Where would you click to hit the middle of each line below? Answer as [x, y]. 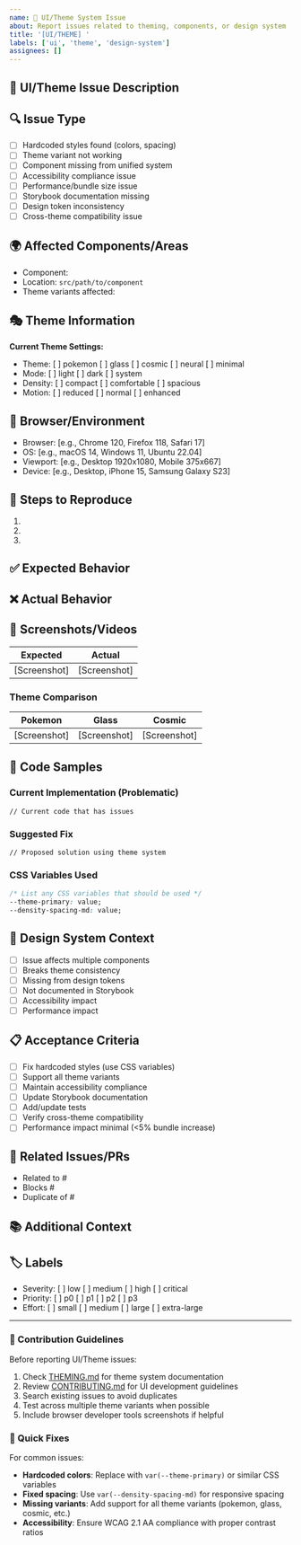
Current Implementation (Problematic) [94, 793]
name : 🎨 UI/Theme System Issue [68, 18]
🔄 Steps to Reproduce [71, 499]
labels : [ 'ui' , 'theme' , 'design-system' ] [90, 43]
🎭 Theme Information [73, 321]
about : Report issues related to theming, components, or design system [148, 26]
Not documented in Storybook [78, 990]
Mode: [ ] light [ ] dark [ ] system [82, 374]
